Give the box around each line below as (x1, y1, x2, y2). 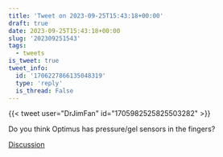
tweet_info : (8, 64, 48, 72)
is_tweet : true (8, 57, 60, 65)
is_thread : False (15, 86, 74, 95)
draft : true (8, 19, 48, 27)
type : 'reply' (15, 79, 63, 87)
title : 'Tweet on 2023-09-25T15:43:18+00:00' (8, 11, 163, 20)
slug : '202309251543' (8, 34, 81, 43)
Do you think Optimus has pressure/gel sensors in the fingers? (8, 124, 216, 134)
